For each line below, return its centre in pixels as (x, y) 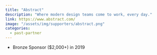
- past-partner (26, 33)
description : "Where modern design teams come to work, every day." (79, 14)
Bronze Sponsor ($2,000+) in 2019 (48, 47)
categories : (18, 28)
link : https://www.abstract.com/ (40, 19)
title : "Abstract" (24, 10)
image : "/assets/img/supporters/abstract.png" (55, 24)
